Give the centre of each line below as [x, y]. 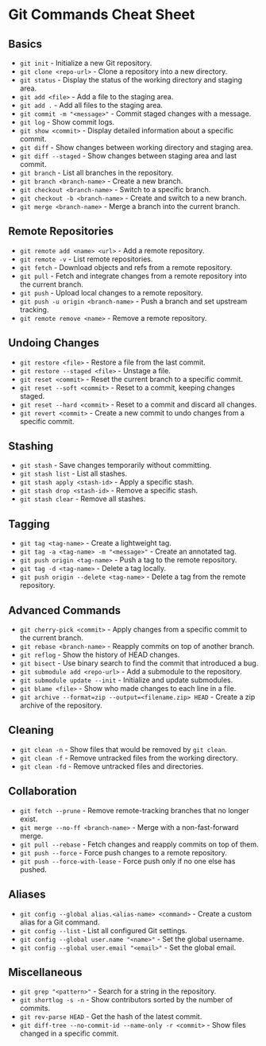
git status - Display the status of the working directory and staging [131, 80]
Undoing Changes [54, 343]
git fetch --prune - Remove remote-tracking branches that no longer [134, 810]
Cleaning [31, 730]
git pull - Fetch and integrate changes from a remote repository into [133, 276]
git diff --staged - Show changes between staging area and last [128, 156]
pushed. [33, 869]
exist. [29, 819]
